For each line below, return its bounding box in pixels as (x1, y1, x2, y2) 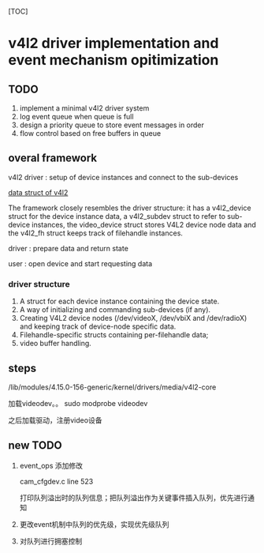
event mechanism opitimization (8, 51, 219, 70)
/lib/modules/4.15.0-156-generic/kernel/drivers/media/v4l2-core (8, 382, 217, 392)
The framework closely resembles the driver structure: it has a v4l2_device (8, 203, 251, 213)
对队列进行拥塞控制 (19, 536, 83, 546)
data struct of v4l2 (8, 187, 69, 197)
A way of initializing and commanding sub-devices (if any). (19, 305, 211, 314)
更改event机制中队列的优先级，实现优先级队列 (19, 519, 169, 529)
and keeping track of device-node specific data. (19, 322, 177, 331)
